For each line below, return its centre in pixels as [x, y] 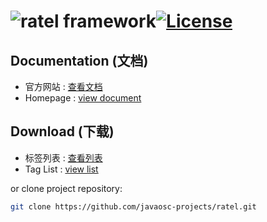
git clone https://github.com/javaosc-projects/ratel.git [133, 206]
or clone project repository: [66, 188]
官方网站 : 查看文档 [63, 86]
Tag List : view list [61, 169]
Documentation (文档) [79, 60]
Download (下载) [62, 131]
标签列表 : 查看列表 [63, 157]
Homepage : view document [83, 98]
